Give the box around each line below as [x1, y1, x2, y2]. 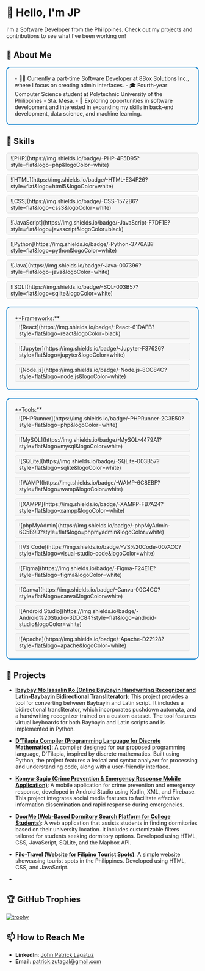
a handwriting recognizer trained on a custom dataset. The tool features [15, 712, 196, 720]
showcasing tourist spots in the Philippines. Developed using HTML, [15, 857, 187, 865]
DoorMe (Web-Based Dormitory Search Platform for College [15, 813, 171, 820]
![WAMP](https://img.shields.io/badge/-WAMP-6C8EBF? [19, 478, 160, 486]
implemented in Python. [15, 725, 75, 733]
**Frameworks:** [15, 314, 60, 322]
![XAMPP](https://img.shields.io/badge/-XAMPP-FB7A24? [19, 500, 164, 507]
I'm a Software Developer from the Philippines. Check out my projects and [6, 26, 193, 33]
